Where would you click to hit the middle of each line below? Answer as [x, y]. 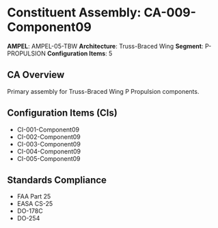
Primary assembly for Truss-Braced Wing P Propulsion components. [103, 91]
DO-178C [30, 211]
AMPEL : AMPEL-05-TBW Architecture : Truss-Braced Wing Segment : [105, 46]
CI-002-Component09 [49, 137]
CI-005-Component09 [49, 158]
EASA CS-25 [35, 204]
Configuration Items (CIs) [62, 113]
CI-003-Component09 [49, 144]
